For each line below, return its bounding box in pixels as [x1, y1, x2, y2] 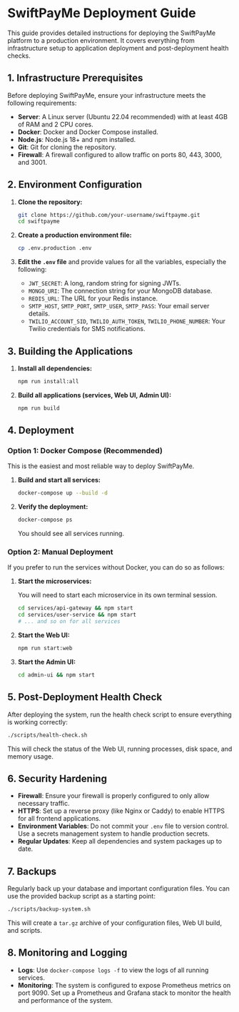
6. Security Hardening [7, 772, 107, 784]
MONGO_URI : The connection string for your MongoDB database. [28, 287, 213, 295]
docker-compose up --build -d [17, 490, 108, 497]
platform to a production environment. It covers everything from [7, 36, 195, 44]
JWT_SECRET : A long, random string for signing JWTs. [28, 279, 181, 288]
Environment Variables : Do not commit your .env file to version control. [17, 822, 229, 831]
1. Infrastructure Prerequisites [7, 72, 143, 84]
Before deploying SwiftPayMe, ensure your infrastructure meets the [7, 91, 206, 99]
